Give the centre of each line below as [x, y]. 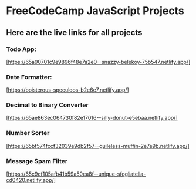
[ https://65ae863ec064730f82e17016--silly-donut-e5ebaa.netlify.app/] [92, 118]
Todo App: [21, 49]
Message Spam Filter [37, 161]
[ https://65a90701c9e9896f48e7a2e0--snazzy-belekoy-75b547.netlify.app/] [98, 62]
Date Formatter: [29, 77]
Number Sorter [28, 133]
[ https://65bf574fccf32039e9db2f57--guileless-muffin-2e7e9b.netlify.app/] [98, 146]
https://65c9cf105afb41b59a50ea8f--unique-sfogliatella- [77, 174]
